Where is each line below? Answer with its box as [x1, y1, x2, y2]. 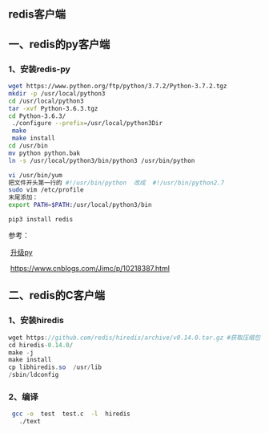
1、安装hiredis [8, 315, 64, 326]
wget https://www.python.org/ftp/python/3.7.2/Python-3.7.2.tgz [8, 83, 227, 91]
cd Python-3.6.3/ [8, 111, 66, 120]
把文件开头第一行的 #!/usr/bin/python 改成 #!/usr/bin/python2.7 [8, 179, 225, 187]
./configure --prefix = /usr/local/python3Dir [11, 119, 163, 127]
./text [18, 418, 42, 426]
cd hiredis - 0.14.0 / [8, 341, 74, 349]
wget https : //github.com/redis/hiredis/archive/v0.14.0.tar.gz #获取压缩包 [8, 334, 261, 342]
